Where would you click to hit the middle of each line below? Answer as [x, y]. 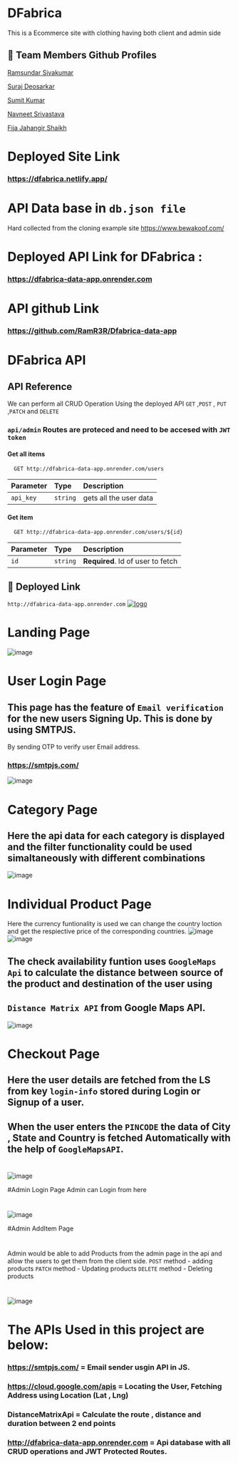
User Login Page [57, 681]
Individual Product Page [79, 904]
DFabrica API [47, 360]
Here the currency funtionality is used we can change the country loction [115, 924]
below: [28, 1345]
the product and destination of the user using [110, 984]
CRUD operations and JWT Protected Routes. [87, 1452]
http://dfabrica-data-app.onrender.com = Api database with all [119, 1443]
